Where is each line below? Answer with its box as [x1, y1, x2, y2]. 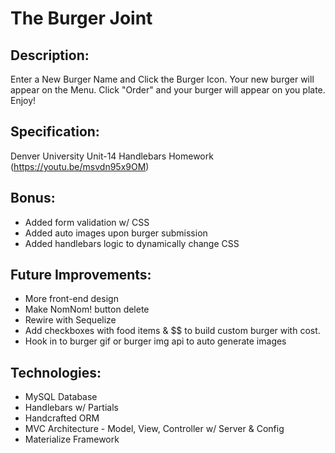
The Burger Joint [10, 7, 153, 30]
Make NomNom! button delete [24, 303, 150, 316]
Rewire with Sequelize [24, 314, 117, 326]
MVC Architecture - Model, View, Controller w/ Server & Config [24, 423, 285, 435]
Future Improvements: [10, 267, 152, 284]
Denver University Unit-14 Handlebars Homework [10, 150, 214, 162]
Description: [10, 47, 90, 64]
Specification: [10, 123, 100, 141]
